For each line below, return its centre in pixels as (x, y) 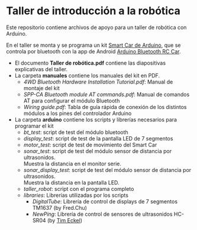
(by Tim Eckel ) (65, 220)
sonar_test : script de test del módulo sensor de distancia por (98, 151)
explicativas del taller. (41, 69)
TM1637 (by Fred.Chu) (60, 207)
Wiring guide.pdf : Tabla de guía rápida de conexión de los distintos (105, 107)
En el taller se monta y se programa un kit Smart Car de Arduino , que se (93, 45)
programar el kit (34, 126)
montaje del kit (42, 88)
